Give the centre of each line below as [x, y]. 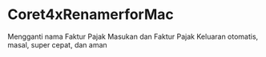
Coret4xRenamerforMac [91, 15]
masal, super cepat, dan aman [57, 44]
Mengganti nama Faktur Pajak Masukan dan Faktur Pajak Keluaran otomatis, [133, 36]
